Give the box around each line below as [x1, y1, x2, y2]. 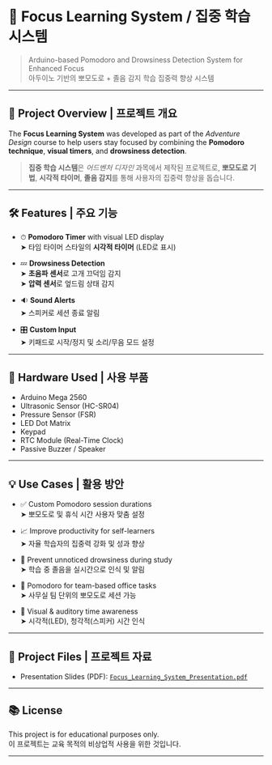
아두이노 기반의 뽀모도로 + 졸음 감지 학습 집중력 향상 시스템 [28, 73, 215, 83]
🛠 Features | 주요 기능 [8, 206, 118, 220]
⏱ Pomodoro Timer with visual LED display [19, 232, 164, 241]
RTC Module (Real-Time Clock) [19, 436, 124, 445]
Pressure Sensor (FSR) [19, 410, 97, 419]
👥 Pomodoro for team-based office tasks [19, 580, 157, 591]
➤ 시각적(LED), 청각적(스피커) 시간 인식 [19, 616, 146, 626]
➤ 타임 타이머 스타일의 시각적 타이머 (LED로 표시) [19, 242, 176, 252]
